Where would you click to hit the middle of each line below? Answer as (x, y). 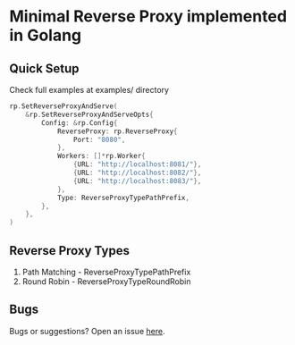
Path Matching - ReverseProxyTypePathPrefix (106, 272)
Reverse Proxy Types (69, 251)
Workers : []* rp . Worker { (101, 156)
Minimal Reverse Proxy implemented (148, 17)
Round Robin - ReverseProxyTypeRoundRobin (106, 281)
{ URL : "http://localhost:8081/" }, (137, 164)
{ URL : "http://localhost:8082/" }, (137, 172)
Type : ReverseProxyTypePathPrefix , (123, 198)
